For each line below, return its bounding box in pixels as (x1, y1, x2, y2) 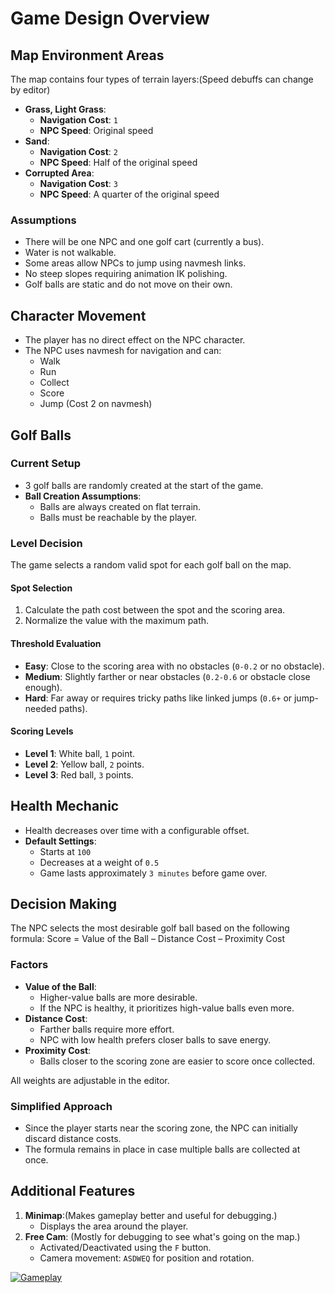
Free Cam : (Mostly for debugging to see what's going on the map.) (24, 1230, 301, 1242)
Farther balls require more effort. (39, 1023, 175, 1035)
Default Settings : (24, 835, 97, 847)
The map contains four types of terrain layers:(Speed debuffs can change (10, 73, 314, 85)
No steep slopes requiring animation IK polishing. (24, 268, 228, 280)
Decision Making (10, 895, 118, 912)
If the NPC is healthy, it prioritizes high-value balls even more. (39, 1002, 295, 1014)
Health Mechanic (10, 798, 120, 815)
